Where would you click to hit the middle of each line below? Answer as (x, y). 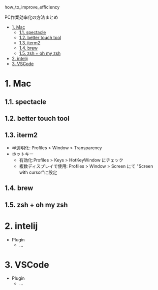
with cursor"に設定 (38, 172)
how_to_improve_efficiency (32, 7)
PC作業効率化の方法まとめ (32, 17)
